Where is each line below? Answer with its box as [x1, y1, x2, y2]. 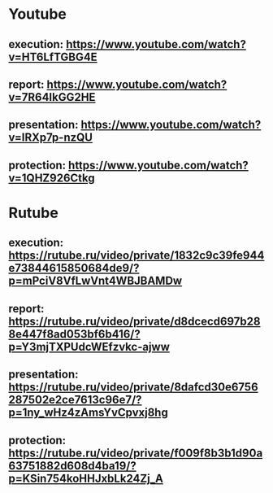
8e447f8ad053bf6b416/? [8, 327, 141, 341]
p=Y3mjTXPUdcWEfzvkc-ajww [8, 339, 171, 354]
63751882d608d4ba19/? [8, 459, 136, 473]
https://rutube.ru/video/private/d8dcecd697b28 [8, 314, 261, 328]
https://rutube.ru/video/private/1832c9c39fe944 [8, 249, 265, 263]
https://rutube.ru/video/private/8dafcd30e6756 [8, 380, 258, 395]
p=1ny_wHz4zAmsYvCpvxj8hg [8, 406, 168, 420]
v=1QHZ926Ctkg [8, 171, 95, 185]
